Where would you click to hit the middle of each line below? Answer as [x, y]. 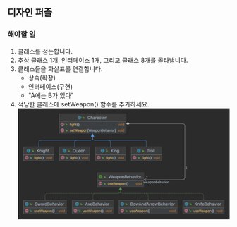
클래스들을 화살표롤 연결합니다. [60, 68]
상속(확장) [42, 78]
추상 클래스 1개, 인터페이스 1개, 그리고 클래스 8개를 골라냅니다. [103, 60]
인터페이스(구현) [50, 86]
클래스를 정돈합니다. [45, 51]
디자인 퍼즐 [30, 13]
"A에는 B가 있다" [51, 95]
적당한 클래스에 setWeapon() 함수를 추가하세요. [83, 104]
